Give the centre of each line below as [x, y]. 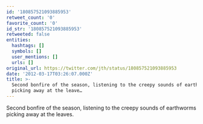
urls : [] [23, 62]
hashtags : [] [28, 46]
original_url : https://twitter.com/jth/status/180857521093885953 [92, 68]
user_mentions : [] [35, 57]
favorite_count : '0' [32, 23]
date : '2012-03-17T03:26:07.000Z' [50, 74]
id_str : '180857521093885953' [44, 29]
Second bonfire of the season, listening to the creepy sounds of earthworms [101, 108]
